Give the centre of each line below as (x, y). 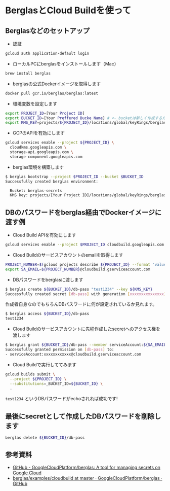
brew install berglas (28, 73)
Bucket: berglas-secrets (36, 191)
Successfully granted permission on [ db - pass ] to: (60, 350)
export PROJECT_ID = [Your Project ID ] (45, 113)
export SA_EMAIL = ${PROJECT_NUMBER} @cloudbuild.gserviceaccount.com (78, 269)
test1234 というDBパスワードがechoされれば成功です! (61, 399)
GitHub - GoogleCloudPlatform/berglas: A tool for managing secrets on (87, 467)
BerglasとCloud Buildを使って (68, 10)
